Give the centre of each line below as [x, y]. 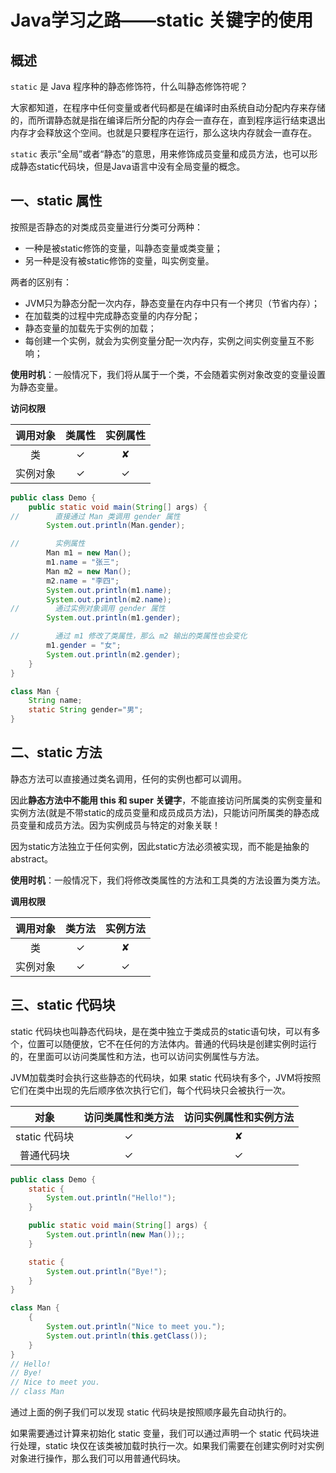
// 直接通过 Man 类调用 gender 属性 [95, 516]
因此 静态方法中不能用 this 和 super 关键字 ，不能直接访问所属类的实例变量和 [166, 800]
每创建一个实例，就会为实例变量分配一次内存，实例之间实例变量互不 [165, 340]
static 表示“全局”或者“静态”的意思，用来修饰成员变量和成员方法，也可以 [160, 154]
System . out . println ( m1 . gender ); [114, 618]
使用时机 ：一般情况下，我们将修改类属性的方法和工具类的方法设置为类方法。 [168, 880]
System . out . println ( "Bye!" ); [107, 1271]
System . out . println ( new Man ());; [116, 1235]
